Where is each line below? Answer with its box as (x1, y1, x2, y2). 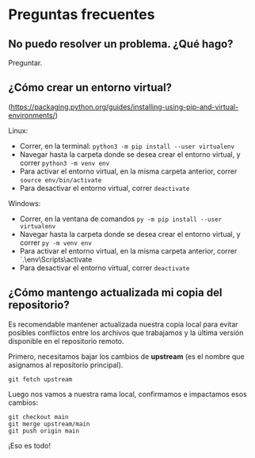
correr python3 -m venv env (19, 158, 110, 167)
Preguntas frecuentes (8, 6, 155, 24)
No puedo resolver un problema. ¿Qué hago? (8, 37, 234, 51)
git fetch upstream (8, 375, 73, 384)
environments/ (8, 110, 55, 120)
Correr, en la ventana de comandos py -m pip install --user (19, 214, 223, 223)
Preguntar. (8, 58, 43, 67)
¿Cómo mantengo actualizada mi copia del (8, 286, 223, 300)
